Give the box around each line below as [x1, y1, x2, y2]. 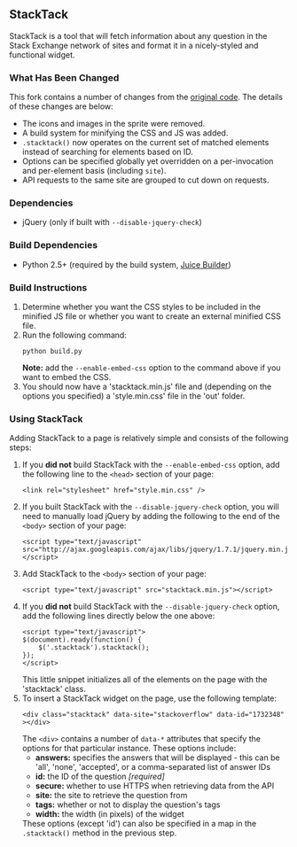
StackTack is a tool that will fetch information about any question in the [9, 30, 268, 41]
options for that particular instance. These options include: [21, 743, 237, 754]
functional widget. [9, 49, 75, 60]
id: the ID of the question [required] [35, 771, 166, 782]
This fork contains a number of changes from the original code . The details [9, 92, 284, 103]
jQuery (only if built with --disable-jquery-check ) [21, 217, 202, 228]
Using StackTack [9, 412, 83, 424]
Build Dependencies [9, 239, 98, 252]
